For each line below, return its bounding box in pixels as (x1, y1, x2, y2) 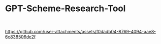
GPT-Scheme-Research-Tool (5, 3, 126, 14)
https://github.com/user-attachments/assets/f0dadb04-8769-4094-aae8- (5, 28, 156, 34)
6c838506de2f (5, 34, 36, 40)
